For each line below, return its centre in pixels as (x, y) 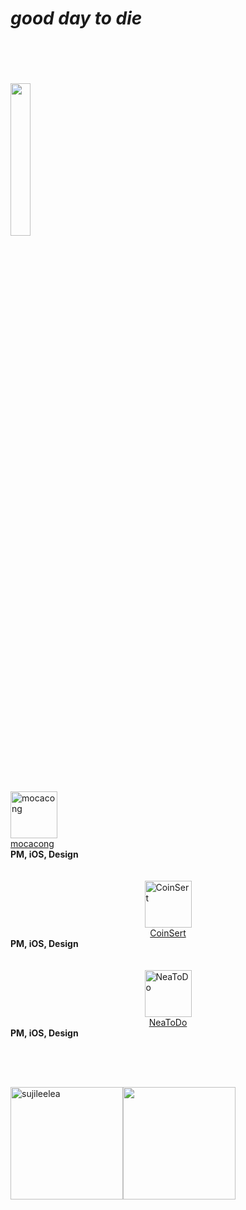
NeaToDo (168, 1023)
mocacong (32, 844)
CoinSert (168, 933)
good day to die (76, 18)
